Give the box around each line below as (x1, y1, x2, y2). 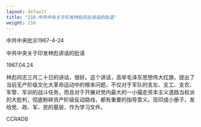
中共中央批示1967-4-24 (6, 37, 64, 44)
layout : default (6, 8, 47, 15)
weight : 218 (6, 20, 36, 26)
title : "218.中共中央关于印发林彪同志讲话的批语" (6, 14, 117, 20)
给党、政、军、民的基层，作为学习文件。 (6, 104, 106, 111)
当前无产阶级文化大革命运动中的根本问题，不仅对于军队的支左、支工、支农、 (6, 81, 195, 88)
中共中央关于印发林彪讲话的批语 (6, 49, 85, 57)
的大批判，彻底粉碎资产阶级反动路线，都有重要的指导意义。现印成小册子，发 (6, 96, 195, 103)
